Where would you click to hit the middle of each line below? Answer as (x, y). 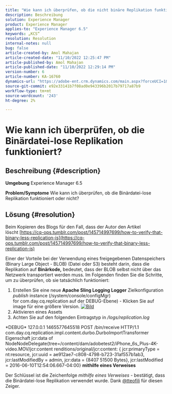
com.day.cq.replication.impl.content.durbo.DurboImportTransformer (77, 333)
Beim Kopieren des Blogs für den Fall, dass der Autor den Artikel (73, 227)
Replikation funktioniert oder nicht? (42, 199)
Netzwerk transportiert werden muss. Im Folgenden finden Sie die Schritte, (84, 275)
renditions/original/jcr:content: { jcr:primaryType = (107, 349)
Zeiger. (13, 386)
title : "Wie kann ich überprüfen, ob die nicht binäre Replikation (79, 10)
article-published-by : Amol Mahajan (44, 62)
